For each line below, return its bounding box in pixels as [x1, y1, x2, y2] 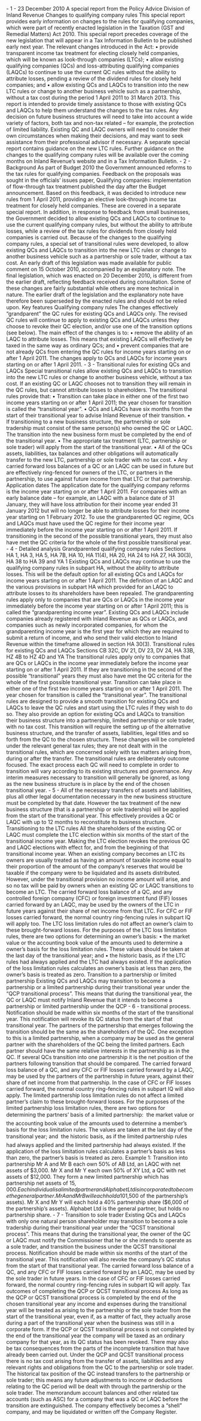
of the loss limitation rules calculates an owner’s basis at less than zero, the [6, 965, 192, 971]
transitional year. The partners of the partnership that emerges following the [6, 1022, 193, 1029]
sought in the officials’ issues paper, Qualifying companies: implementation [6, 176, 191, 184]
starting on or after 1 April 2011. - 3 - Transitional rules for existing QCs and [6, 361, 190, 368]
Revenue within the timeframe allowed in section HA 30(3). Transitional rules [6, 641, 195, 648]
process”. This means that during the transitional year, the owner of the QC [6, 1230, 191, 1237]
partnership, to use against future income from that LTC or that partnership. [6, 475, 193, 482]
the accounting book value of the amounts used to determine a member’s [6, 1120, 187, 1127]
